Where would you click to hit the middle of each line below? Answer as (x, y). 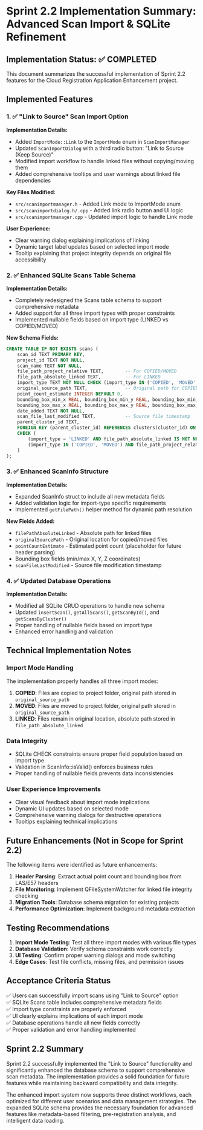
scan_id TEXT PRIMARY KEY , (51, 354)
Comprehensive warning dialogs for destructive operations (88, 815)
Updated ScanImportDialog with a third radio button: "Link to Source (99, 148)
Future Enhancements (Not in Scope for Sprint (95, 840)
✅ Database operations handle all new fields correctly (73, 1023)
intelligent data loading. (35, 1120)
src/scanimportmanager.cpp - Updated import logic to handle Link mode (104, 217)
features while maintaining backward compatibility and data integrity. (92, 1083)
